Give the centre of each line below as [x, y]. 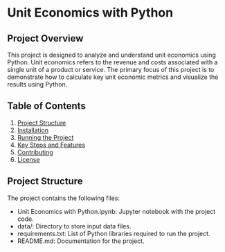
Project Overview [45, 38]
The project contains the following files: [63, 198]
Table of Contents [47, 106]
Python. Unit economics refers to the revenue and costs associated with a [112, 62]
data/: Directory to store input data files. [74, 226]
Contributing [35, 152]
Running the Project [45, 137]
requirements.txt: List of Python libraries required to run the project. [114, 233]
